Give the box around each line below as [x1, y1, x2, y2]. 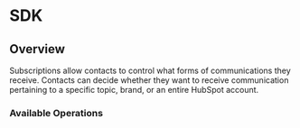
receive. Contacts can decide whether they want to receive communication [9, 75, 289, 86]
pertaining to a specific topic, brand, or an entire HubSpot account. [9, 85, 259, 95]
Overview [9, 41, 66, 57]
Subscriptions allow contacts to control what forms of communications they [9, 65, 291, 76]
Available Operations [9, 106, 104, 119]
